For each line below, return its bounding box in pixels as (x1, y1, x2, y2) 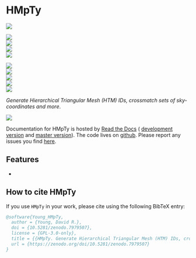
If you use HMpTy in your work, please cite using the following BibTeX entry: (6, 202, 185, 209)
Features (6, 154, 39, 164)
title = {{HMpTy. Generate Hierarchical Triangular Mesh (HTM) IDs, (11, 236, 181, 242)
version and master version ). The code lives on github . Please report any (6, 131, 181, 138)
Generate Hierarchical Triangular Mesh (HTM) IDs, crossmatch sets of (6, 97, 176, 104)
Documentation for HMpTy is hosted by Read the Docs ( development (6, 125, 173, 132)
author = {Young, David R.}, (11, 219, 82, 225)
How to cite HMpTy (6, 187, 76, 197)
